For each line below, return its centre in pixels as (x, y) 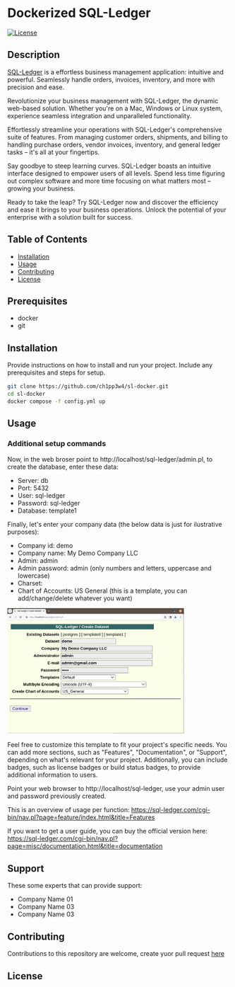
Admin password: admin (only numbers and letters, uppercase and (114, 568)
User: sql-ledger (41, 495)
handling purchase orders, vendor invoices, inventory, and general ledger (114, 144)
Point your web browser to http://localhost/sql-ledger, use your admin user (116, 789)
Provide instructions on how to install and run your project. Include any (110, 365)
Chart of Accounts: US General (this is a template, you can (102, 591)
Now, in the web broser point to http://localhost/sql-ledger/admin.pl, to (110, 459)
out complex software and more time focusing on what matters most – (109, 181)
